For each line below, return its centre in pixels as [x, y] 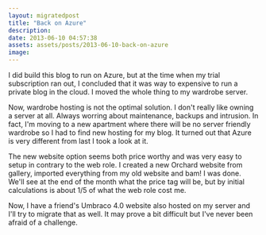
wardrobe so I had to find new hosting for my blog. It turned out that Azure [130, 133]
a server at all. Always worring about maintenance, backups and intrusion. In [133, 116]
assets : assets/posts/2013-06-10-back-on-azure [89, 45]
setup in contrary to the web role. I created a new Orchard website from [125, 165]
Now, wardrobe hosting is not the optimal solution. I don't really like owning [131, 107]
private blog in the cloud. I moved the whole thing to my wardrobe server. [128, 92]
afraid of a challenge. [43, 222]
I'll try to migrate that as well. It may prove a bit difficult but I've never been [131, 214]
